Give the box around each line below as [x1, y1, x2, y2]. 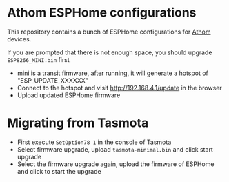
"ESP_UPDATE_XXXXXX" [17, 76, 88, 84]
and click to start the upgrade [17, 167, 101, 175]
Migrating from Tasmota [7, 115, 149, 131]
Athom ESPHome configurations [7, 5, 197, 21]
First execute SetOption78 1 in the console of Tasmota [17, 138, 172, 146]
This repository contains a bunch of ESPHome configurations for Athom [7, 28, 211, 36]
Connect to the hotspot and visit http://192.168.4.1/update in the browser [17, 83, 222, 92]
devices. [7, 34, 32, 43]
